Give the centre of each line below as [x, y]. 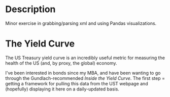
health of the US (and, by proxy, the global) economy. [61, 63]
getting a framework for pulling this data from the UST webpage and [77, 83]
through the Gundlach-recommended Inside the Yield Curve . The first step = [85, 78]
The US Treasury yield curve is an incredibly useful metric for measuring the [85, 58]
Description [30, 9]
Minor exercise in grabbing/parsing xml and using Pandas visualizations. [81, 23]
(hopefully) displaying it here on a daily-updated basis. [62, 89]
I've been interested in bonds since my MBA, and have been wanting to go [83, 73]
